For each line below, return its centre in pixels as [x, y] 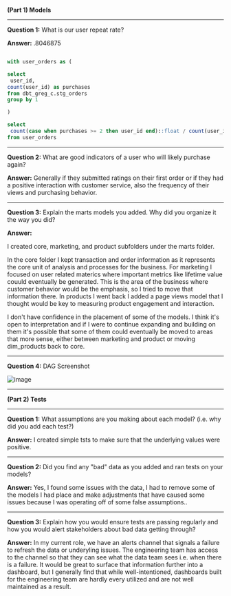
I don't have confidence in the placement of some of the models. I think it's [113, 317]
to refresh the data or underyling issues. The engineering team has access [113, 550]
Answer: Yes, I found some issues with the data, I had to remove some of [111, 487]
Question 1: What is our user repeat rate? [66, 30]
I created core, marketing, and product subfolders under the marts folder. [111, 246]
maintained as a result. [39, 586]
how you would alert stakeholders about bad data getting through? [101, 529]
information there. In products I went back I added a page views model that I [115, 296]
